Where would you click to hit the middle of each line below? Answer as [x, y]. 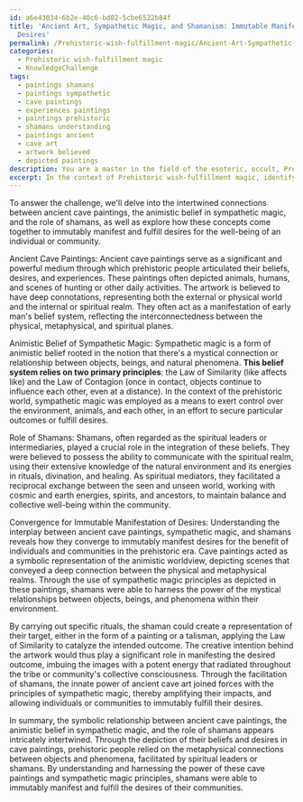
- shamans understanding [64, 127]
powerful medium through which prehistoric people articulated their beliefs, [150, 268]
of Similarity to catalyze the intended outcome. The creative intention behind [151, 646]
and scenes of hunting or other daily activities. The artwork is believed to [145, 288]
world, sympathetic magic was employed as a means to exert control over [147, 401]
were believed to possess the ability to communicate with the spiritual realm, [151, 457]
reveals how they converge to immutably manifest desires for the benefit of [149, 542]
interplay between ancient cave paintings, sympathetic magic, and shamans [150, 532]
